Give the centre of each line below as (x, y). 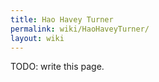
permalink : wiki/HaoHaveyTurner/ (80, 29)
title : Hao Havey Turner (62, 19)
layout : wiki (37, 38)
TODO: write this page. (57, 67)
